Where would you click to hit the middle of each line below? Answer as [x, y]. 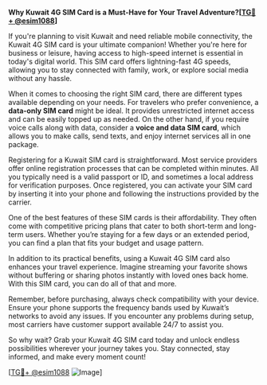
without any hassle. [40, 78]
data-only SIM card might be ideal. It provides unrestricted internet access [132, 111]
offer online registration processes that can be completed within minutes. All [133, 168]
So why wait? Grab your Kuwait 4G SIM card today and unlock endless [124, 340]
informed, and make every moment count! [77, 357]
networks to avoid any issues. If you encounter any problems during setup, [131, 316]
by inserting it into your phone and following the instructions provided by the [133, 194]
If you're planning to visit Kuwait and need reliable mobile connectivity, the [130, 36]
